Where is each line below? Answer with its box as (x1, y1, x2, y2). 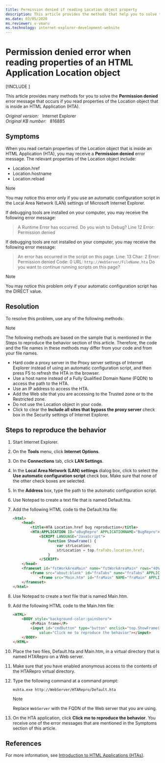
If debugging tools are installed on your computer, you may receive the (5, 209, 148, 215)
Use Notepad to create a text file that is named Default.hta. (12, 497, 132, 503)
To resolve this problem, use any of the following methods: (5, 315, 124, 321)
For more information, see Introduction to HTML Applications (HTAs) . (5, 752, 145, 758)
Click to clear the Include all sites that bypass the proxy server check (12, 407, 155, 412)
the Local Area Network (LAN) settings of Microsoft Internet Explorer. (5, 200, 145, 206)
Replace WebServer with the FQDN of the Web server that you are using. (12, 705, 157, 711)
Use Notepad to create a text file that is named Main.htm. (12, 593, 128, 599)
